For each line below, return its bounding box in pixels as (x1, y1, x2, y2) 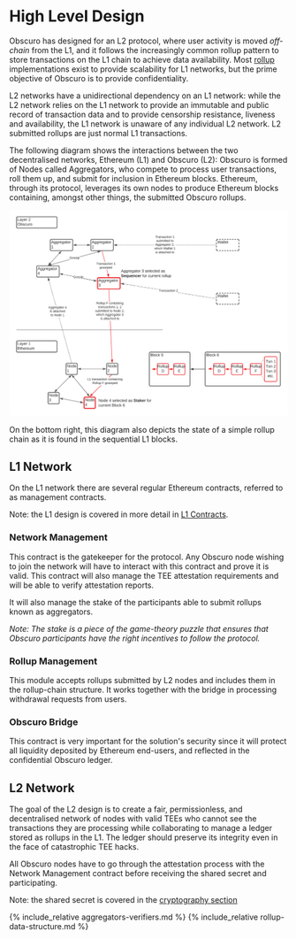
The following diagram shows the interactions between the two (9, 144, 239, 156)
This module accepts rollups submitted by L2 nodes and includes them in (9, 674, 276, 685)
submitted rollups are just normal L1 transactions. (9, 127, 188, 138)
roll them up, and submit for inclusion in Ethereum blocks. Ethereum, (9, 173, 258, 183)
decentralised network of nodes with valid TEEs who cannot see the (9, 813, 257, 824)
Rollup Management (9, 655, 98, 667)
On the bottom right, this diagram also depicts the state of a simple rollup (9, 424, 276, 435)
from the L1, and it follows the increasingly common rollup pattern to (31, 44, 280, 55)
